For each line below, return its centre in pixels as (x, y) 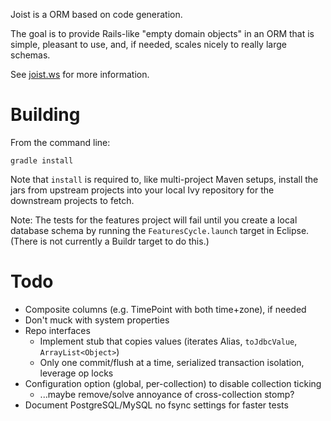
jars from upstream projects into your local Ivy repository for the (142, 190)
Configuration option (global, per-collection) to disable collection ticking (173, 383)
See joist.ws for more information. (80, 74)
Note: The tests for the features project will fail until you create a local (154, 220)
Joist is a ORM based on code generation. (96, 14)
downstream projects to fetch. (72, 200)
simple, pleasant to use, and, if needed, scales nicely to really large (148, 44)
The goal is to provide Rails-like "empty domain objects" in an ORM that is (162, 33)
